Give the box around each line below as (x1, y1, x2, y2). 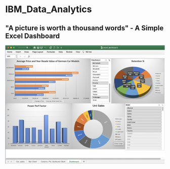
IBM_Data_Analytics (5, 4, 92, 15)
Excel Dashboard (5, 31, 60, 40)
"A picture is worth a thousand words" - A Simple (5, 24, 164, 32)
